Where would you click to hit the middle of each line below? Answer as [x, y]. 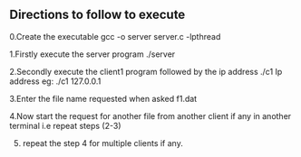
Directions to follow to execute [97, 15]
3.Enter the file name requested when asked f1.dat [103, 98]
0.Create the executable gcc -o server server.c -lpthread [115, 36]
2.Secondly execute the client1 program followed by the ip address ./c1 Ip [146, 71]
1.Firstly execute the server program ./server [92, 54]
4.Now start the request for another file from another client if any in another [150, 115]
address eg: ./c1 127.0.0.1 [55, 81]
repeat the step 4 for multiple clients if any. [102, 143]
